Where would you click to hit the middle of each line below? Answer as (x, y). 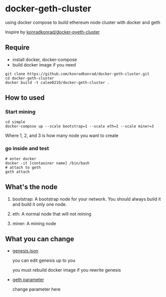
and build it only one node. (39, 204)
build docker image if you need (44, 64)
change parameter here (36, 289)
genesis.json (25, 251)
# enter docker (21, 159)
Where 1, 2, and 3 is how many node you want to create (62, 136)
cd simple (15, 122)
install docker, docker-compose (45, 59)
